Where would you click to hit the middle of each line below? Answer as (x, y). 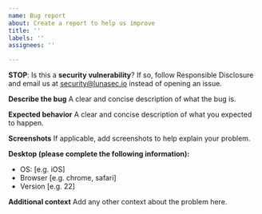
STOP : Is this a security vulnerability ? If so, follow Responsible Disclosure (131, 75)
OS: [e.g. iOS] (42, 169)
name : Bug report (37, 16)
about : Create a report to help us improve (82, 23)
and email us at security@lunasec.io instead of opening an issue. (115, 84)
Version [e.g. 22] (48, 186)
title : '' (25, 30)
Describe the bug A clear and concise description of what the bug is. (122, 99)
